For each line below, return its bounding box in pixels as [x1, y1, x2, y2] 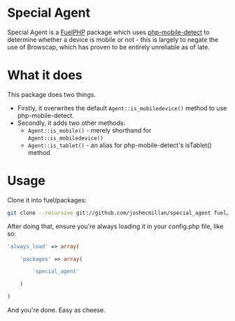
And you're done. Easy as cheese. [7, 306, 106, 315]
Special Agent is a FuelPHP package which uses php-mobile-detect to [7, 28, 210, 36]
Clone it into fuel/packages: [7, 195, 87, 204]
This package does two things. [7, 90, 97, 98]
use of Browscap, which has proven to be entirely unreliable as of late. [7, 43, 210, 51]
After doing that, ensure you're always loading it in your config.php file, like [7, 222, 224, 230]
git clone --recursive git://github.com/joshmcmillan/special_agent [7, 209, 211, 216]
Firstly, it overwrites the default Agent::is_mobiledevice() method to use [17, 103, 227, 112]
